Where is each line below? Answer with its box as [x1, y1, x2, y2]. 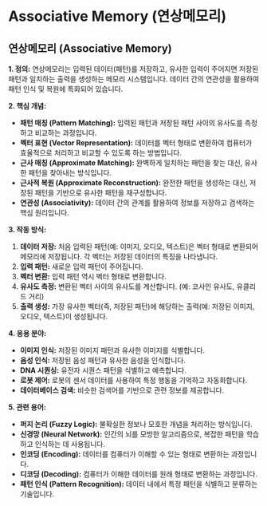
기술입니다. [19, 489, 55, 499]
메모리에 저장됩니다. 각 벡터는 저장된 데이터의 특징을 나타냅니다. [19, 252, 218, 261]
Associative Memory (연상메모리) [8, 7, 227, 26]
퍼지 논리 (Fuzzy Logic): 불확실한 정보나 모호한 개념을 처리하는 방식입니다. [19, 420, 253, 429]
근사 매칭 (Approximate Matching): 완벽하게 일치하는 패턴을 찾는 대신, [19, 158, 243, 168]
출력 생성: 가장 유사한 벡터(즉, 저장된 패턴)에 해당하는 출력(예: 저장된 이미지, [19, 302, 255, 311]
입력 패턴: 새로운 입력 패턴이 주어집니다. [19, 262, 143, 271]
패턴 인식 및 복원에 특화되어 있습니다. [8, 85, 124, 93]
